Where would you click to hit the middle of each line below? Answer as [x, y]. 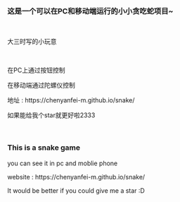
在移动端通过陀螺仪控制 [41, 85]
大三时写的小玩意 [32, 42]
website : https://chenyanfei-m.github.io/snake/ [76, 177]
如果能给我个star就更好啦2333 [51, 115]
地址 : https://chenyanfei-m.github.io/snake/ [71, 100]
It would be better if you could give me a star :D [76, 190]
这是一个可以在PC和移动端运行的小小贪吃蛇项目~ [90, 11]
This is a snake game [44, 148]
